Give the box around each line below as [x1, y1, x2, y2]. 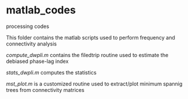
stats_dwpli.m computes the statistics [6, 69, 97, 76]
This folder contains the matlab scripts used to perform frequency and [6, 34, 175, 41]
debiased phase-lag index [6, 58, 69, 65]
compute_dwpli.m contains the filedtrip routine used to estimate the [6, 51, 169, 58]
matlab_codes [6, 3, 76, 17]
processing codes [6, 23, 50, 30]
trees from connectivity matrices [6, 86, 85, 93]
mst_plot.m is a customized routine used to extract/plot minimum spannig [6, 80, 183, 87]
